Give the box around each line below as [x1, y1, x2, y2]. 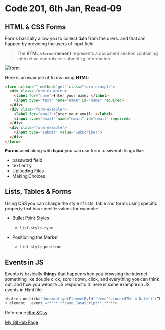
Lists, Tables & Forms [5, 187, 72, 196]
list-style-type [19, 226, 53, 231]
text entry [12, 163, 32, 169]
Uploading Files [12, 168, 44, 174]
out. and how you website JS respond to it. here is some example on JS [5, 281, 150, 287]
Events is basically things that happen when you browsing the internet [5, 271, 148, 277]
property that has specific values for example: [5, 206, 98, 211]
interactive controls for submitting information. [17, 56, 111, 61]
